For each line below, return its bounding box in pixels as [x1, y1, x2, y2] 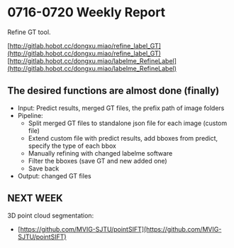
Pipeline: [17, 111, 44, 119]
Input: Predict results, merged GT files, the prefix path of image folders [17, 104, 225, 112]
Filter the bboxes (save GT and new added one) [28, 156, 168, 165]
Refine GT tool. [7, 28, 51, 36]
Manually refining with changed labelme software [28, 149, 173, 157]
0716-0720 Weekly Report [7, 4, 166, 21]
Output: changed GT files [17, 171, 91, 180]
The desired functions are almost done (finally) [7, 85, 220, 97]
